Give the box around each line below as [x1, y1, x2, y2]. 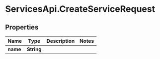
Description [46, 38, 75, 44]
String [26, 46, 42, 53]
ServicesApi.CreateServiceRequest [5, 3, 156, 15]
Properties [5, 23, 39, 31]
